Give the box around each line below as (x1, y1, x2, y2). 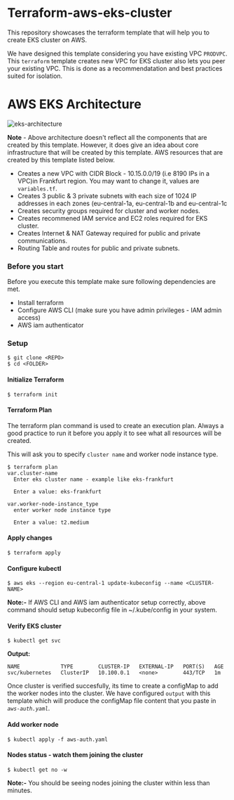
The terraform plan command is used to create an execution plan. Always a (7, 421, 224, 430)
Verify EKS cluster (7, 621, 62, 630)
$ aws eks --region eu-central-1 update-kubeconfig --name (7, 580, 184, 587)
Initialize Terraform (7, 375, 64, 384)
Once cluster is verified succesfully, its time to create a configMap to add (7, 682, 219, 690)
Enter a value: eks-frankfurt (13, 488, 102, 495)
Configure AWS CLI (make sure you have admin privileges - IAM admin (17, 306, 222, 314)
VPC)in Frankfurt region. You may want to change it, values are (17, 176, 200, 185)
